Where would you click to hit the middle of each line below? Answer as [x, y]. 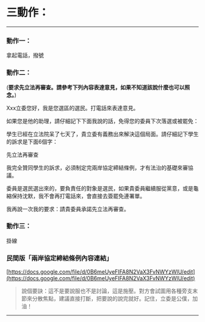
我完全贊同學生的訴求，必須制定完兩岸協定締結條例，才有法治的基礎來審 [97, 167]
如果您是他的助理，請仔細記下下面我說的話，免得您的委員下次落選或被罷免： [103, 121]
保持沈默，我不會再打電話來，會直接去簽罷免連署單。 [78, 196]
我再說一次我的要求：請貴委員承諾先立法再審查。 [68, 209]
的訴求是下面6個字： [32, 141]
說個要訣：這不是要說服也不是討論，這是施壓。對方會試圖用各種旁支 [107, 291]
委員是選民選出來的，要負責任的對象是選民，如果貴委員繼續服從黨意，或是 [100, 188]
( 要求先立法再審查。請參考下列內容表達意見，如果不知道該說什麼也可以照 [98, 87]
